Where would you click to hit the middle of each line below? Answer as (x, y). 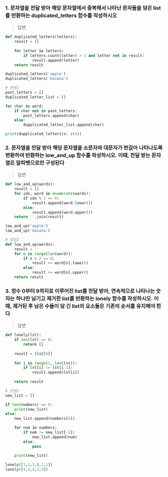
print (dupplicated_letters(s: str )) (43, 134)
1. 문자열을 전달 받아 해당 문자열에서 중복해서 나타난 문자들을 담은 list (83, 8)
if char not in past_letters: (46, 111)
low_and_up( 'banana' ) (28, 231)
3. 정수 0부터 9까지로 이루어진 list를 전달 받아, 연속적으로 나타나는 (80, 291)
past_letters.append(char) (51, 116)
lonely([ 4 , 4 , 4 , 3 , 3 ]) (27, 469)
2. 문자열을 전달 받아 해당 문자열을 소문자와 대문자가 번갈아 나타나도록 (84, 148)
